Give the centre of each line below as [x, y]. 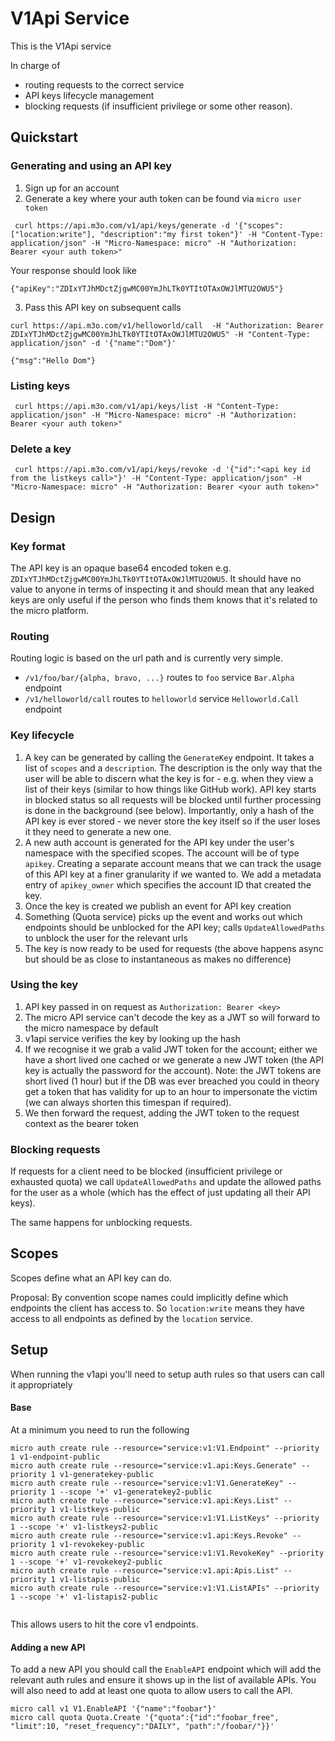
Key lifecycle [42, 735]
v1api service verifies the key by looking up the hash [132, 1038]
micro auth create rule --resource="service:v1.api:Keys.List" [145, 1500]
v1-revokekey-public [102, 1544]
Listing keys [40, 385]
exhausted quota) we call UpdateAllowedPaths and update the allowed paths [166, 1182]
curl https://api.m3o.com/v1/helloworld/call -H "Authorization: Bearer [167, 325]
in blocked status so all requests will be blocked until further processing [173, 799]
